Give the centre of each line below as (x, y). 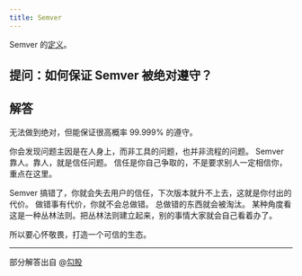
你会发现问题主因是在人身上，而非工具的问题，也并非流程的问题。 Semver (147, 151)
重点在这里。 (33, 174)
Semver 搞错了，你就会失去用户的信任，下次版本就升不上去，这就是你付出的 (151, 192)
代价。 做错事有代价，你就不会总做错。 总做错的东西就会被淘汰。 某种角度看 (151, 204)
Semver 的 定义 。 (40, 44)
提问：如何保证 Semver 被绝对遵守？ (111, 76)
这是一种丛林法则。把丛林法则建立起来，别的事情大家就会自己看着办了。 (143, 215)
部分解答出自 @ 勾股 (46, 262)
